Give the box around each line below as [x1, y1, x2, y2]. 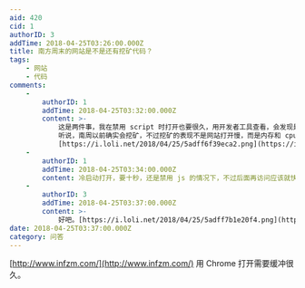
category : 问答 [9, 232, 64, 241]
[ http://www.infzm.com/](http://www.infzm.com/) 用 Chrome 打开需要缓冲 [9, 258, 286, 269]
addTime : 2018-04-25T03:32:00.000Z [42, 106, 177, 115]
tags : [9, 55, 30, 64]
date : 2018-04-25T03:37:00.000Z [9, 224, 132, 233]
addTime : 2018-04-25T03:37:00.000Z [42, 198, 177, 208]
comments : [9, 81, 47, 90]
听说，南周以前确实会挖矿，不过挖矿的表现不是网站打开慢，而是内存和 [57, 131, 281, 140]
